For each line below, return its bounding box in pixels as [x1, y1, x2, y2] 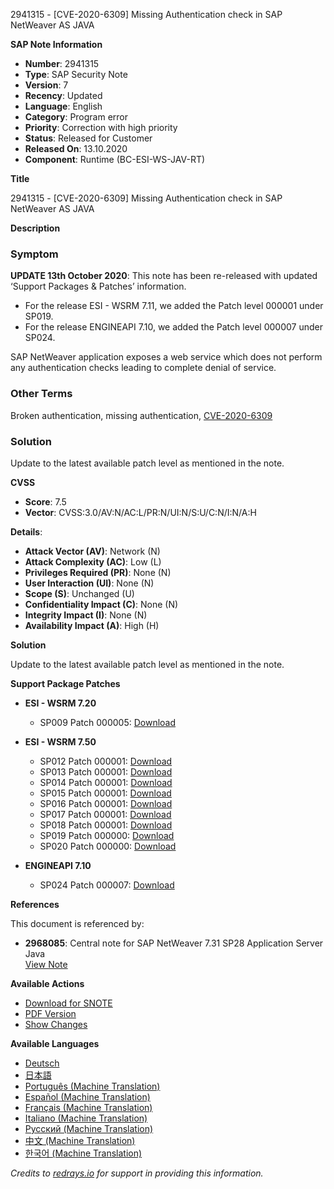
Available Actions [10, 977, 85, 989]
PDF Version [24, 1007, 77, 1019]
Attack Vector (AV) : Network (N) [24, 545, 161, 557]
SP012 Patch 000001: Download [39, 755, 173, 767]
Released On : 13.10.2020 [24, 143, 128, 154]
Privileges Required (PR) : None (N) [24, 566, 172, 578]
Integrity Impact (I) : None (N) [24, 609, 148, 621]
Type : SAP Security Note [24, 69, 128, 80]
